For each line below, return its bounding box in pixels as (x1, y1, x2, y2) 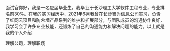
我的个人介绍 (5, 30, 32, 35)
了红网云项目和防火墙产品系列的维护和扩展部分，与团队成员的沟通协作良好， (5, 17, 165, 23)
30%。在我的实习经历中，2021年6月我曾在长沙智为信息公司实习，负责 (14, 11, 161, 17)
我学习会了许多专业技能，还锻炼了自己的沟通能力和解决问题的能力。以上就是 (5, 23, 165, 29)
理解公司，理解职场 (5, 40, 46, 46)
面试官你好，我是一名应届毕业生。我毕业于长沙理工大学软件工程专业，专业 (5, 5, 160, 10)
